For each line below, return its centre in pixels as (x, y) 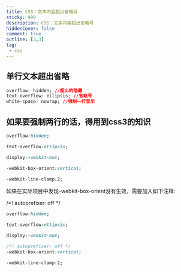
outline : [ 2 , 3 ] (25, 39)
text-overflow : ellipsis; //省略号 (49, 96)
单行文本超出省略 (38, 76)
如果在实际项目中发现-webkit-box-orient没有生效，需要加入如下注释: (91, 191)
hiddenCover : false (31, 28)
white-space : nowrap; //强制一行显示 (51, 102)
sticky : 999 (21, 17)
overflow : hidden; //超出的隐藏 (44, 90)
